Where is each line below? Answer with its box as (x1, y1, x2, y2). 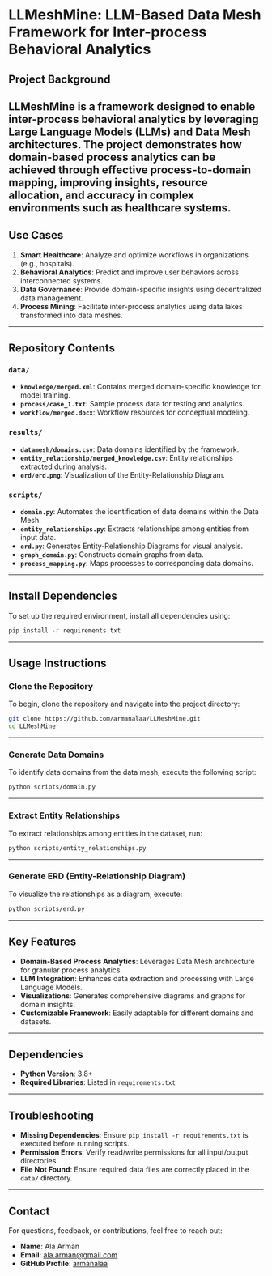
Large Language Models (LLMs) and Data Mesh (8, 125, 251, 138)
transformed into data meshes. (19, 310, 123, 320)
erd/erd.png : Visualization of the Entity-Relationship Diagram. (19, 470, 225, 479)
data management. (19, 293, 83, 303)
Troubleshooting (8, 1108, 95, 1122)
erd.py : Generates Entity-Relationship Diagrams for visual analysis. (19, 541, 244, 551)
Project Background (8, 72, 111, 86)
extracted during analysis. (19, 461, 108, 471)
